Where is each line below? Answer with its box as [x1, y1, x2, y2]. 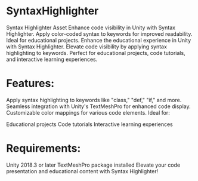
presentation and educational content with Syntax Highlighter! [6, 167, 159, 174]
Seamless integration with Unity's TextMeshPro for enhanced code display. [6, 103, 191, 110]
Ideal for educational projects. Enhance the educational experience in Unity [6, 36, 191, 44]
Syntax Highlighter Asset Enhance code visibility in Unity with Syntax [6, 24, 176, 31]
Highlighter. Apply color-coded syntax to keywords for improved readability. [6, 30, 193, 37]
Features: [6, 76, 55, 90]
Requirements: [6, 142, 81, 155]
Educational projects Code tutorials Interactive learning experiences [6, 121, 173, 128]
